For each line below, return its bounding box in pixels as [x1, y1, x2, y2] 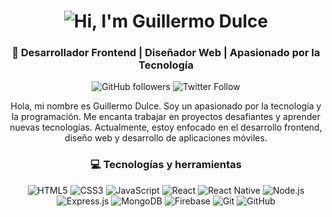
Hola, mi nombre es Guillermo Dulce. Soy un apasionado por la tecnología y [10, 100, 322, 112]
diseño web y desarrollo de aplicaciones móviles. [64, 132, 268, 144]
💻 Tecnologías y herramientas [89, 158, 243, 172]
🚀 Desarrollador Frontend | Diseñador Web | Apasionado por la [11, 46, 321, 60]
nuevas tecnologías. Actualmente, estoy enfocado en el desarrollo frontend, [9, 121, 323, 134]
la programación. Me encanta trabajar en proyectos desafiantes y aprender [11, 111, 321, 123]
